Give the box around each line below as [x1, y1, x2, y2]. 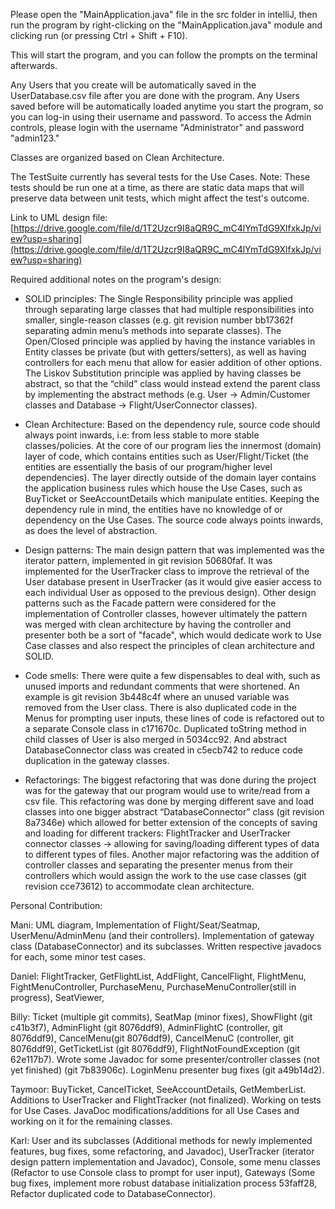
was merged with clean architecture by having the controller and [24, 619, 292, 630]
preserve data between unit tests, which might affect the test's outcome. [10, 192, 310, 204]
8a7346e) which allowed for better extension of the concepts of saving [24, 817, 318, 828]
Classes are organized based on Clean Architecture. [10, 152, 225, 163]
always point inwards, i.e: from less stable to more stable [24, 429, 260, 441]
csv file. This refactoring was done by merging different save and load [24, 795, 315, 807]
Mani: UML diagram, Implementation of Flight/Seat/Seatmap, [10, 919, 261, 931]
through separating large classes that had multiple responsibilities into [24, 304, 315, 315]
